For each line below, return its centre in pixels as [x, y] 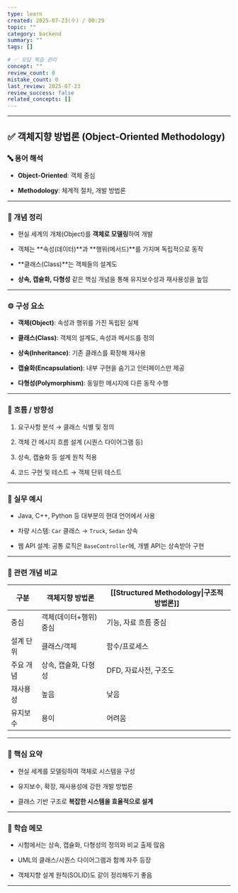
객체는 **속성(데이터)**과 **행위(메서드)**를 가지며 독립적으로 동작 [110, 249]
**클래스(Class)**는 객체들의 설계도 [67, 264]
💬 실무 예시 [25, 499]
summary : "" [25, 40]
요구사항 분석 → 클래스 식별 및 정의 [66, 427]
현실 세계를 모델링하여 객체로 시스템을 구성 [76, 771]
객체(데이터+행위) [69, 617]
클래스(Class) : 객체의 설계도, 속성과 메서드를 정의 [86, 338]
